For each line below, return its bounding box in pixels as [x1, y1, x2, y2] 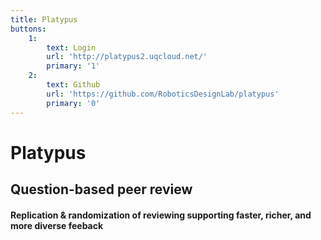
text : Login [46, 42, 97, 53]
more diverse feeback [10, 219, 104, 231]
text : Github [46, 80, 101, 90]
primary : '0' [46, 98, 101, 108]
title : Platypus [10, 14, 78, 25]
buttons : [10, 24, 47, 34]
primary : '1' [46, 61, 101, 71]
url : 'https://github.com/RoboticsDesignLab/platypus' [46, 89, 280, 99]
